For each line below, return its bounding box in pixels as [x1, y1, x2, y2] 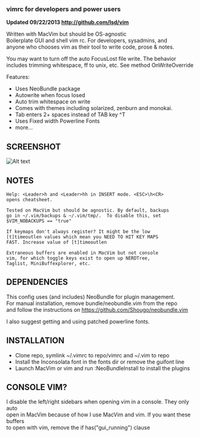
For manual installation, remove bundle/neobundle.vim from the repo [6, 300, 178, 307]
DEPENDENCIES [6, 277, 68, 287]
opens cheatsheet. [6, 196, 53, 202]
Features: [6, 74, 30, 81]
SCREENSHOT [6, 142, 61, 152]
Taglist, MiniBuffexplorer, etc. [6, 260, 91, 266]
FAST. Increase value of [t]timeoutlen [6, 239, 107, 245]
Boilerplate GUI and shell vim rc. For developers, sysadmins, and [6, 37, 168, 44]
